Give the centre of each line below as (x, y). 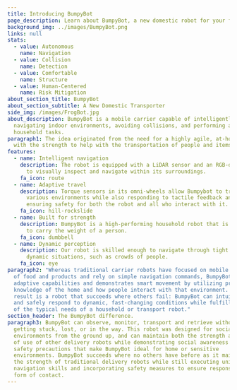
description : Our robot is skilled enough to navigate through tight (124, 250)
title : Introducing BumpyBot (50, 14)
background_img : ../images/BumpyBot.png (68, 27)
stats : (17, 40)
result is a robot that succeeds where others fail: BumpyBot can (113, 296)
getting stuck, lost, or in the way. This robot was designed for (113, 329)
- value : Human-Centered (50, 86)
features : (22, 152)
